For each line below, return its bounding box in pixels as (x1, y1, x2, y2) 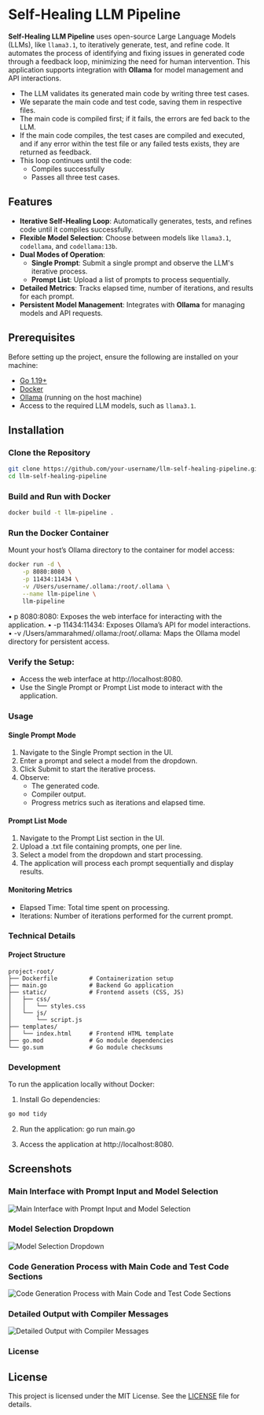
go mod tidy (8, 1109, 47, 1118)
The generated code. (31, 782, 100, 791)
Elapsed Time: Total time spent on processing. (19, 902, 170, 912)
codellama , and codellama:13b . (19, 241, 118, 251)
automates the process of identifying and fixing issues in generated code (8, 48, 245, 58)
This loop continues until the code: (19, 155, 132, 165)
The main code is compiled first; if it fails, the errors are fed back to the (19, 113, 250, 123)
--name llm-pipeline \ (22, 589, 97, 598)
